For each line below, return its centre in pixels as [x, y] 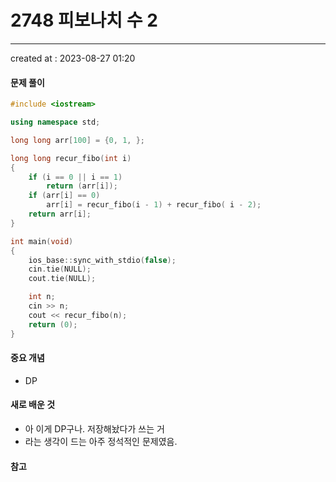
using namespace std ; [55, 122]
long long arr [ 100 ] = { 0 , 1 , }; [77, 140]
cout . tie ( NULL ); [62, 279]
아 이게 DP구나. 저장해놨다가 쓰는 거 [94, 428]
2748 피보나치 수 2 [84, 20]
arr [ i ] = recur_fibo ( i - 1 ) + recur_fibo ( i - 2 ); [154, 205]
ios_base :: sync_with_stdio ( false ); [102, 260]
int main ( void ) [42, 241]
